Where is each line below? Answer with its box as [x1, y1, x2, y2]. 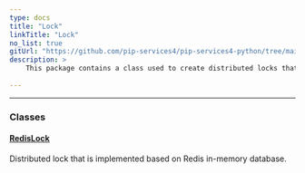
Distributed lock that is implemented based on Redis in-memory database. [9, 153, 288, 164]
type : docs [9, 13, 51, 23]
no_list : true [9, 38, 64, 48]
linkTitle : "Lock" [9, 30, 79, 39]
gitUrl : [9, 47, 39, 56]
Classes [9, 111, 46, 123]
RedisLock [9, 133, 50, 144]
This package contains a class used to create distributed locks [25, 64, 279, 73]
